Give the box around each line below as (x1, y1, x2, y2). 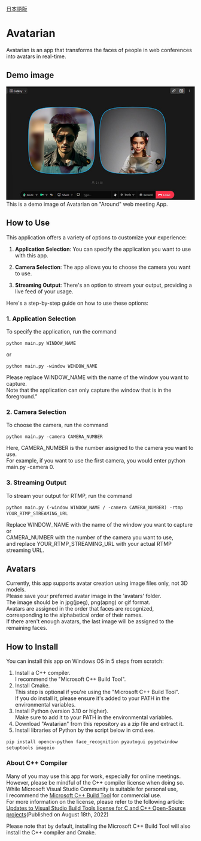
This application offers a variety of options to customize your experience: (6, 233, 187, 241)
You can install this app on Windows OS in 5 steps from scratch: (6, 657, 165, 665)
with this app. (14, 251, 49, 259)
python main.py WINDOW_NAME (6, 341, 77, 347)
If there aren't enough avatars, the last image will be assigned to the (6, 618, 174, 625)
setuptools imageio (6, 745, 55, 751)
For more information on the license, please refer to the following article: (6, 798, 184, 805)
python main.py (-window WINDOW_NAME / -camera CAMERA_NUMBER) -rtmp (6, 504, 184, 510)
